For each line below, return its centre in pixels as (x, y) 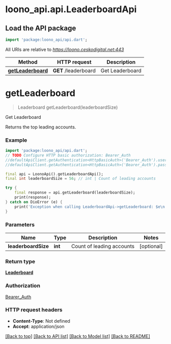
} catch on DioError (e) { (34, 202)
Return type (20, 261)
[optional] (151, 246)
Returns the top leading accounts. (41, 127)
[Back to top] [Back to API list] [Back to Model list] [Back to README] (78, 336)
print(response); (33, 197)
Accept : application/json (38, 326)
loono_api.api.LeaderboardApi (71, 9)
